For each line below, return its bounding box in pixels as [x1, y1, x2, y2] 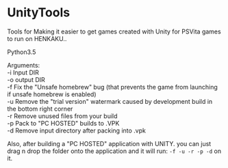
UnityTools [7, 5, 71, 20]
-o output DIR [7, 75, 46, 83]
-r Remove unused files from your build [7, 111, 118, 120]
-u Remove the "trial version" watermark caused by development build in [7, 97, 213, 105]
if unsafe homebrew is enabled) [7, 90, 97, 98]
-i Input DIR [7, 68, 40, 76]
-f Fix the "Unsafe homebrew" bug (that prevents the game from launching [7, 83, 218, 91]
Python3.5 [7, 48, 36, 56]
